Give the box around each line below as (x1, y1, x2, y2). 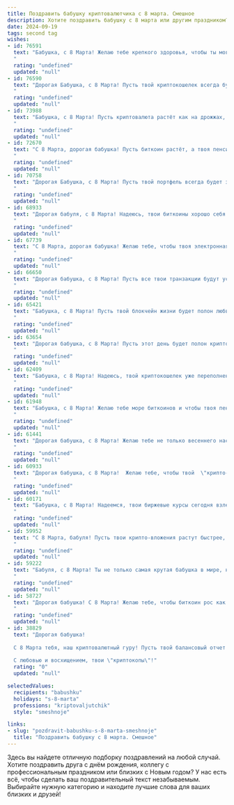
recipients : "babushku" (13, 689, 82, 696)
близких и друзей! (7, 790, 61, 798)
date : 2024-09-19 (7, 23, 58, 30)
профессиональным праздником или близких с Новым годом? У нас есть (7, 767, 227, 776)
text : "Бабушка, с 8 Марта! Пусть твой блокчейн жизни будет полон (13, 308, 214, 315)
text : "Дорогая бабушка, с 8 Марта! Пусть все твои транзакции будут (13, 276, 219, 282)
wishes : (7, 36, 30, 43)
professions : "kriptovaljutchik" (13, 702, 111, 709)
